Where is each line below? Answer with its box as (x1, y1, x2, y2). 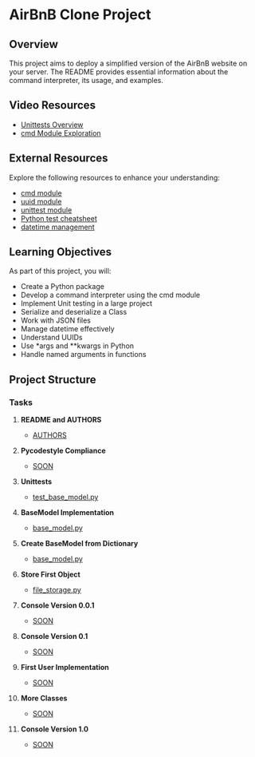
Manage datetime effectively (20, 324, 115, 334)
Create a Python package (20, 282, 104, 291)
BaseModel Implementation (20, 508, 115, 517)
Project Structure (9, 373, 96, 386)
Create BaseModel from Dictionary (20, 539, 139, 549)
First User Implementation (20, 663, 110, 672)
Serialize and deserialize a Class (20, 307, 127, 317)
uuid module (20, 196, 62, 206)
